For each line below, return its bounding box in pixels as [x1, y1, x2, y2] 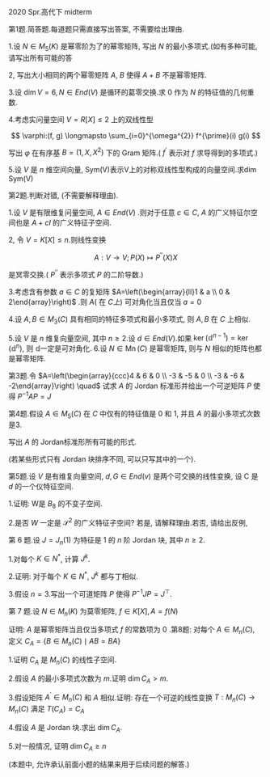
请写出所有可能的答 [8, 53, 73, 62]
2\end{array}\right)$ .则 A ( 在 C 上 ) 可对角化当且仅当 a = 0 [8, 297, 202, 306]
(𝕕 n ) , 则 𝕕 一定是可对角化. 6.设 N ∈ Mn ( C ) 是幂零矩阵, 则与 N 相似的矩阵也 [8, 342, 255, 353]
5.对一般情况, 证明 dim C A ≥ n [8, 741, 107, 753]
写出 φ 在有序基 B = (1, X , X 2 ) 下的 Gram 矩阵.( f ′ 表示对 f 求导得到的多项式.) [8, 146, 259, 158]
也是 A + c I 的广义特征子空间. [15, 217, 112, 228]
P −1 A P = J [17, 390, 52, 401]
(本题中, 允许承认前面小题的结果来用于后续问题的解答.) [8, 759, 190, 770]
